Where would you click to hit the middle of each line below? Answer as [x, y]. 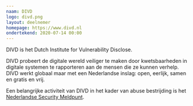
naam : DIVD [19, 11]
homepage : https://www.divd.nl [44, 28]
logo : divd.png [24, 17]
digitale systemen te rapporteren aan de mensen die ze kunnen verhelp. [92, 67]
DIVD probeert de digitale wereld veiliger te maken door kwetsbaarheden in [97, 61]
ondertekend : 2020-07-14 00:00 [44, 33]
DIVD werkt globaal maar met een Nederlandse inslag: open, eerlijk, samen [96, 73]
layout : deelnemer [28, 22]
